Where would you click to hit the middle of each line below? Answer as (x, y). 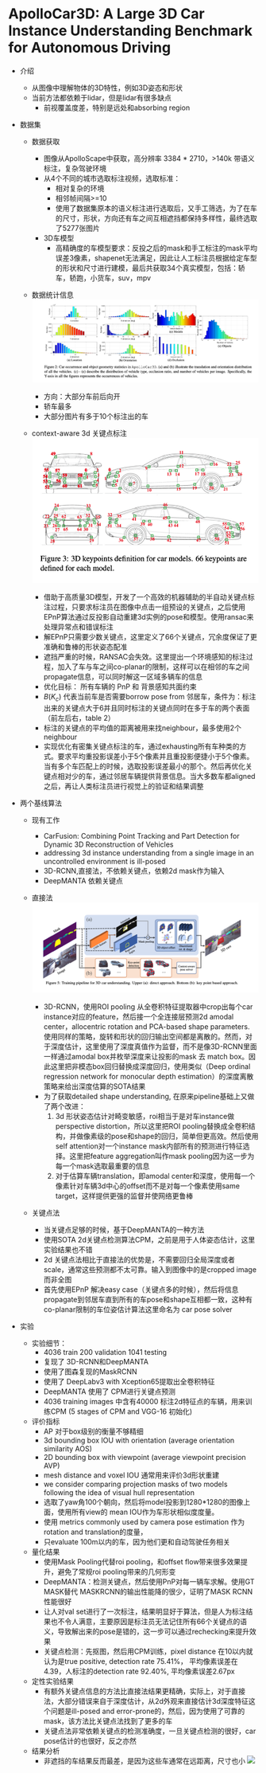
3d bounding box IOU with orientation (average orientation (139, 1440)
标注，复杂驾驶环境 (75, 168)
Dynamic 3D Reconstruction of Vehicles (108, 844)
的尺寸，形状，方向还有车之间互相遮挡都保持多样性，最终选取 (156, 218)
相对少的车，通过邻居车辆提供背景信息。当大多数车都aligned (156, 777)
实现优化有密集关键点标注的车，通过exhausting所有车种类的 (141, 746)
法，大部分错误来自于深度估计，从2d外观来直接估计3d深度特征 (146, 1701)
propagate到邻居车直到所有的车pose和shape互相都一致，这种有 (148, 1300)
